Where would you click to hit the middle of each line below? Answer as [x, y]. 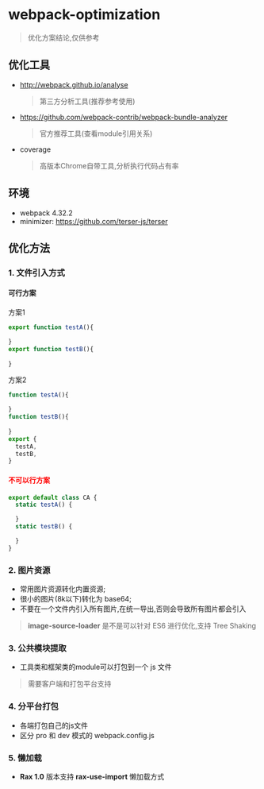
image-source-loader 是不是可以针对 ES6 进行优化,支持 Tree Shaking [142, 626]
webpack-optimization [84, 15]
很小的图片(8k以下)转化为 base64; [76, 599]
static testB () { [44, 527]
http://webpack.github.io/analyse [74, 84]
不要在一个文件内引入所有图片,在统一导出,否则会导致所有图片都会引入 [133, 609]
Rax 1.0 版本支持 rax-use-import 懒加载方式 [92, 776]
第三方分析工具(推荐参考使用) [87, 101]
